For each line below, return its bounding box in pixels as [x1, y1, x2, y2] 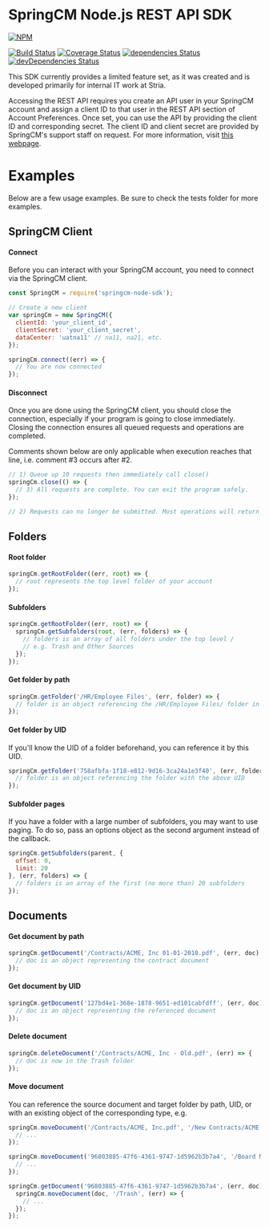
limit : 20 [15, 864, 48, 872]
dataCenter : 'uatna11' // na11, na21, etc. [15, 333, 163, 342]
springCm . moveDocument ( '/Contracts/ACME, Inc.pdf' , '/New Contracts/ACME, [8, 1123, 263, 1132]
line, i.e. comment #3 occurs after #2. [8, 455, 133, 465]
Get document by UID [8, 981, 82, 991]
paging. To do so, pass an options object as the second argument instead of [8, 825, 260, 835]
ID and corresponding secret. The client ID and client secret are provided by [8, 121, 259, 131]
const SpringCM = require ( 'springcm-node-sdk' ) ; [8, 289, 174, 298]
